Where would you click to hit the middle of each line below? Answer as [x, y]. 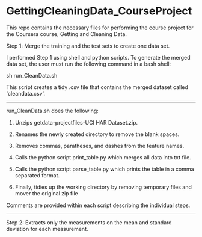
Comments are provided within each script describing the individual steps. [98, 205]
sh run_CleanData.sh [32, 75]
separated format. [37, 175]
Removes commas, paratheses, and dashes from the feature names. [99, 146]
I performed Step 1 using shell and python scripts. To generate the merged [98, 57]
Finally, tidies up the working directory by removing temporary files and [103, 187]
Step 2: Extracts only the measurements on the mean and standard [89, 222]
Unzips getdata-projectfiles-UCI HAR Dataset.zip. [76, 122]
